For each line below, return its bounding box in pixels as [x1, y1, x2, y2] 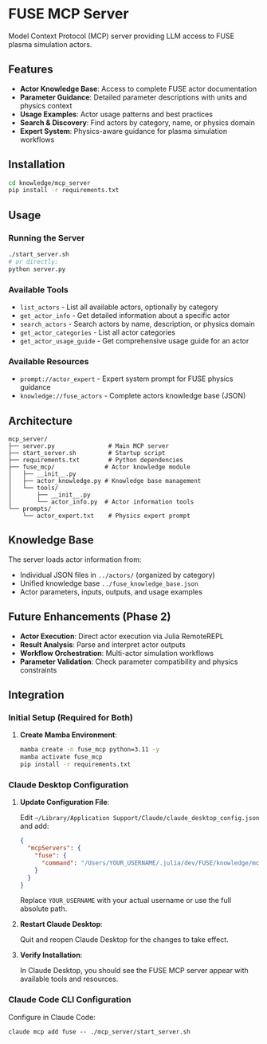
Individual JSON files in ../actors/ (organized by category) [19, 570, 215, 579]
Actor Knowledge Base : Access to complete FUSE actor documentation [19, 84, 257, 93]
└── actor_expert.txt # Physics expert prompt [22, 512, 191, 520]
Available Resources [8, 355, 89, 367]
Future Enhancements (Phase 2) [8, 610, 171, 624]
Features [8, 63, 53, 77]
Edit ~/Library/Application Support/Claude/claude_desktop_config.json [19, 813, 260, 822]
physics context [19, 100, 73, 110]
